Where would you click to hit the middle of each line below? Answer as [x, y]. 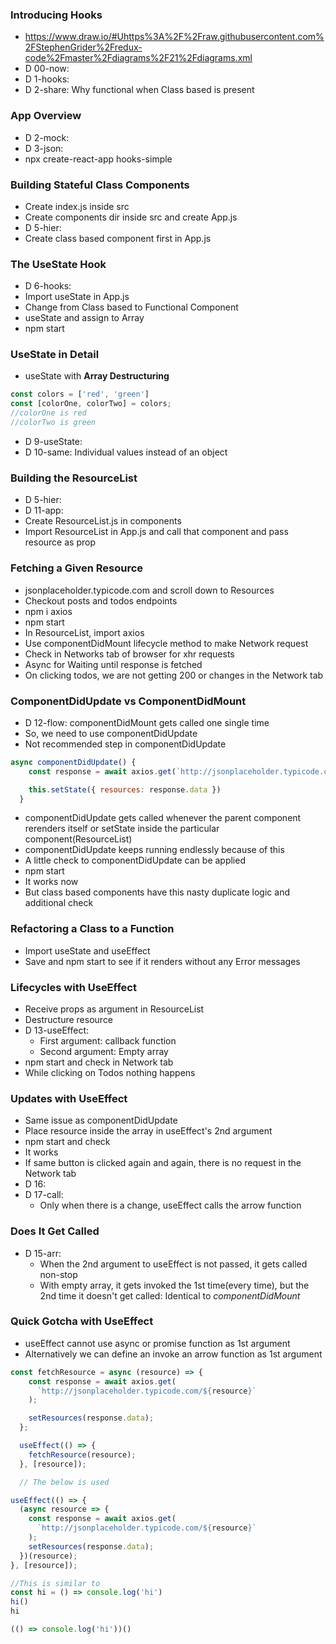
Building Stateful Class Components [100, 185]
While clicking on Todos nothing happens [110, 1072]
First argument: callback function [108, 1040]
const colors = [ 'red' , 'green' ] [80, 394]
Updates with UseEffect [69, 1098]
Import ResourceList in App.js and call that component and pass [156, 532]
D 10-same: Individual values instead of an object [126, 452]
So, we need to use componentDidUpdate [111, 733]
